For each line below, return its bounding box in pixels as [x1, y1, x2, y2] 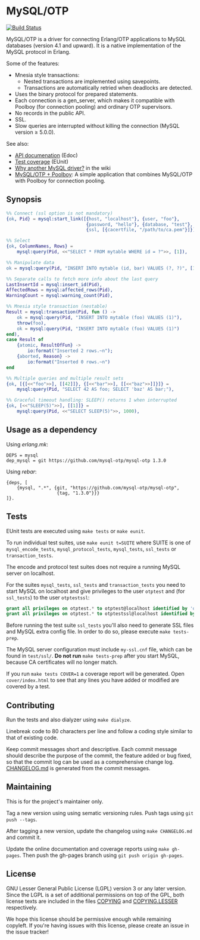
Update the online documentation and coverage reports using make [6, 845, 170, 852]
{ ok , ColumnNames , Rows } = [6, 243, 73, 249]
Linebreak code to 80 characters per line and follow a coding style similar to [6, 728, 193, 735]
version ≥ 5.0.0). [14, 128, 55, 136]
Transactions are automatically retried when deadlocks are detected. [23, 84, 193, 91]
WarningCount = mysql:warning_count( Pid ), [6, 293, 113, 299]
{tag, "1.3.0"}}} [57, 490, 100, 496]
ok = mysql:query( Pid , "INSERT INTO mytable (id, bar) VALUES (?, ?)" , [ [6, 265, 193, 271]
